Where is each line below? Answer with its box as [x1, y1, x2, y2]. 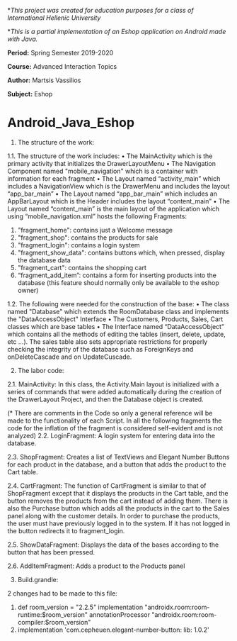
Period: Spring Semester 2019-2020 [7, 49, 114, 57]
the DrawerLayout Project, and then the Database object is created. [7, 395, 204, 403]
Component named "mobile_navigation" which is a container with [7, 167, 198, 175]
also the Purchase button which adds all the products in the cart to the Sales [7, 503, 230, 513]
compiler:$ [17, 618, 50, 626]
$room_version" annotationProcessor [42, 610, 151, 619]
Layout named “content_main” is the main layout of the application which [7, 204, 220, 213]
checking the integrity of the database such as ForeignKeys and [7, 345, 194, 353]
